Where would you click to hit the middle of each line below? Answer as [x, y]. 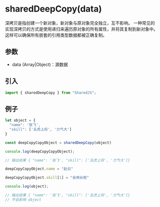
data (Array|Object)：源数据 [40, 64]
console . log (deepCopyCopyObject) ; [40, 151]
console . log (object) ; [27, 187]
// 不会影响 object [23, 200]
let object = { [20, 120]
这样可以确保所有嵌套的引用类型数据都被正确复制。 [56, 35]
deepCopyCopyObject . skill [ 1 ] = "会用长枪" [47, 178]
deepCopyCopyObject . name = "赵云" [39, 169]
